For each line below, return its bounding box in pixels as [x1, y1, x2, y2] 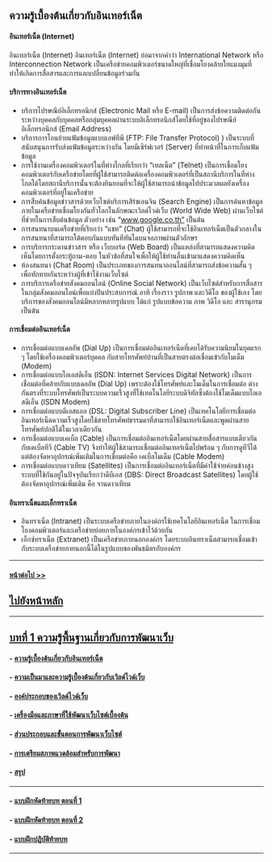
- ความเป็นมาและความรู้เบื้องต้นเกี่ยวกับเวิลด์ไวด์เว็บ [9, 672, 145, 682]
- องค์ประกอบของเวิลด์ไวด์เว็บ [9, 691, 88, 700]
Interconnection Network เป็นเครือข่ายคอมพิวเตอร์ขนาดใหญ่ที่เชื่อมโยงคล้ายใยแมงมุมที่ [9, 59, 253, 69]
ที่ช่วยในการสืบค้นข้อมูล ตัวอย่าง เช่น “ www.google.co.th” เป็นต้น [20, 214, 205, 224]
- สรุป [9, 767, 26, 777]
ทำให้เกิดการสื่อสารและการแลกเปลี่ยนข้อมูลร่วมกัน [9, 68, 140, 78]
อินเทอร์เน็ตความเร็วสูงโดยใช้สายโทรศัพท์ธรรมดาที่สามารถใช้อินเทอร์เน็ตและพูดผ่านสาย [20, 415, 249, 425]
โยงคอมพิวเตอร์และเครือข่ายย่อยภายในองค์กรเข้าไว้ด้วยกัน [20, 525, 173, 535]
